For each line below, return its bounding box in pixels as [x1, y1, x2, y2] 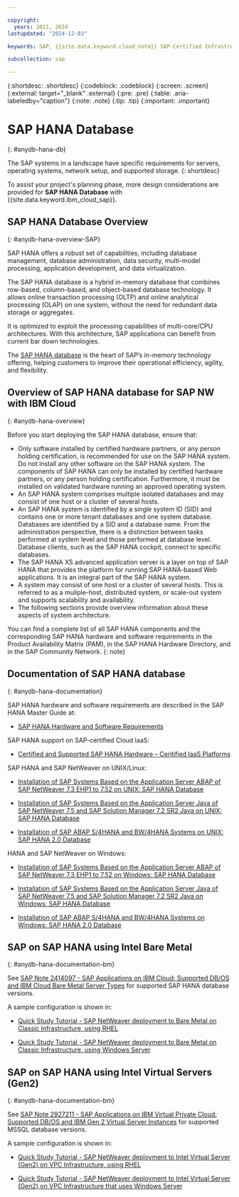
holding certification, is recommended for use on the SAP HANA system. [17, 452, 230, 460]
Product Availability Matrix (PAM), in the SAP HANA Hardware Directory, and [7, 639, 231, 648]
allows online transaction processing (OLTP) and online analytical [7, 293, 199, 301]
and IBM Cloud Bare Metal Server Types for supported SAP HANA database [7, 981, 230, 990]
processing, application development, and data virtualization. [7, 264, 186, 272]
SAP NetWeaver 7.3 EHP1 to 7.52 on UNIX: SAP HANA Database [17, 784, 204, 793]
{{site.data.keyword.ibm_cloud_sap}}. [7, 195, 117, 204]
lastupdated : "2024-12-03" [7, 30, 87, 37]
